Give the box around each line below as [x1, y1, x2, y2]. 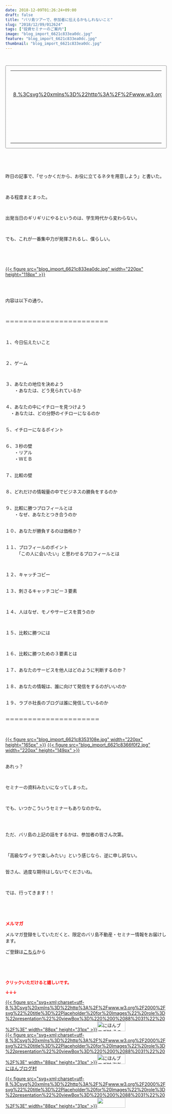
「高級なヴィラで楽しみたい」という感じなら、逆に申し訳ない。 [5, 852, 140, 859]
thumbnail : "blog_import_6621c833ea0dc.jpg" [5, 41, 102, 46]
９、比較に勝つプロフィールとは [5, 505, 73, 511]
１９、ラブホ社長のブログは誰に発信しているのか [5, 700, 109, 706]
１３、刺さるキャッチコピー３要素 [5, 588, 77, 594]
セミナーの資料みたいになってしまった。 [5, 784, 91, 790]
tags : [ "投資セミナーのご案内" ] [5, 27, 67, 32]
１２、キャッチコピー [5, 571, 50, 577]
